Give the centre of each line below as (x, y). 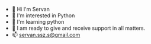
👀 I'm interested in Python (43, 15)
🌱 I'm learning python (38, 22)
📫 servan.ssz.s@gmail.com (46, 35)
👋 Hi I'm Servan (31, 9)
